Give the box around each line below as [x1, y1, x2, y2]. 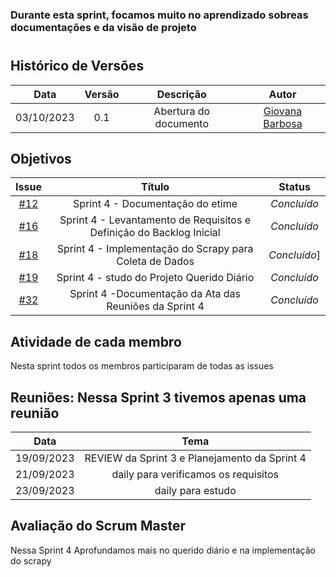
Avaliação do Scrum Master [10, 518, 187, 535]
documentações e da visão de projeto [10, 20, 197, 34]
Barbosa [263, 116, 303, 130]
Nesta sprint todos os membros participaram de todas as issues [10, 360, 274, 372]
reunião [10, 404, 60, 422]
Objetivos [10, 150, 72, 167]
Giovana [263, 104, 303, 118]
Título [141, 180, 170, 194]
